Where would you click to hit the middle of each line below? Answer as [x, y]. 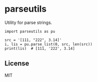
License [17, 64]
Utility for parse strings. [28, 22]
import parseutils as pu [30, 31]
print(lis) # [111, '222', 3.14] [40, 48]
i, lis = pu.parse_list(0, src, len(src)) [48, 44]
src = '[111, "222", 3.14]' [33, 40]
